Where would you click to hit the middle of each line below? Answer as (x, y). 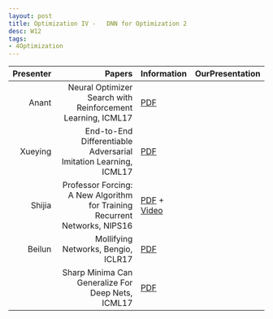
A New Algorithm (100, 195)
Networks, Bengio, (97, 249)
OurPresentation (227, 74)
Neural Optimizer (100, 88)
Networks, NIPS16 (97, 226)
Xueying (36, 151)
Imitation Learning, (97, 162)
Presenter (32, 74)
